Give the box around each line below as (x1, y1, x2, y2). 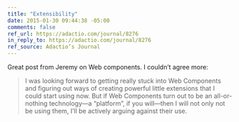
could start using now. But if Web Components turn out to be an (24, 91, 213, 100)
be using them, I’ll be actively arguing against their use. (24, 107, 188, 115)
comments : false (7, 23, 56, 30)
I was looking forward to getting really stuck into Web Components (24, 77, 221, 85)
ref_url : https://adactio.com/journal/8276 (7, 30, 139, 38)
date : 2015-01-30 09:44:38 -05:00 (7, 17, 111, 24)
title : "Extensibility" (7, 10, 78, 18)
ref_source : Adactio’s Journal (7, 43, 101, 50)
